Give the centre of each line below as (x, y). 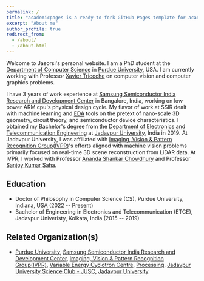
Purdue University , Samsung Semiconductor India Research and (95, 252)
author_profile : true (34, 29)
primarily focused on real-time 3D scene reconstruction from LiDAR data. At (101, 152)
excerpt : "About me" (32, 23)
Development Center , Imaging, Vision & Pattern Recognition (89, 258)
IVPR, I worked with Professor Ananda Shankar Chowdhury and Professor (98, 158)
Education (26, 184)
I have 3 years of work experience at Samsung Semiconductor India (91, 94)
